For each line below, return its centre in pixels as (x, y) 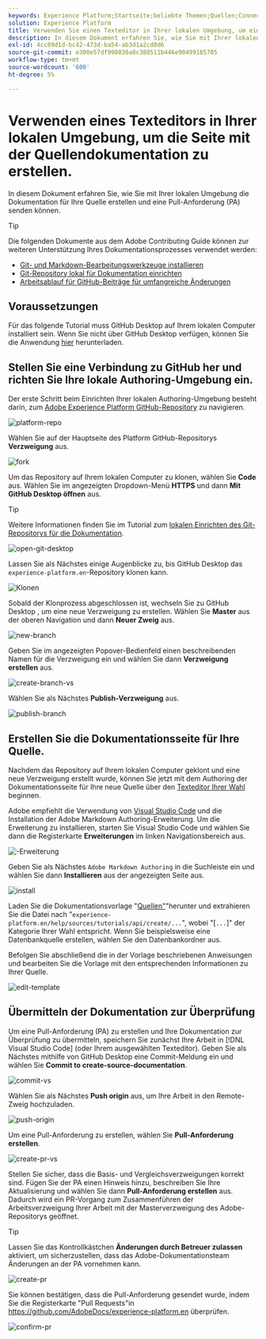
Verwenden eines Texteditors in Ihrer (133, 121)
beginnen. (25, 795)
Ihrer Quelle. (28, 972)
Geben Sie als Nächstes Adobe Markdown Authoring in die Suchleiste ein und (131, 867)
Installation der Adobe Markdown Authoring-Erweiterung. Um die (114, 819)
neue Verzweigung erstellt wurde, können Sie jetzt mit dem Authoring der (128, 779)
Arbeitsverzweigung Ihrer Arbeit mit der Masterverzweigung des (113, 1207)
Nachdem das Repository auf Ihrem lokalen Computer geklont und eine (124, 770)
